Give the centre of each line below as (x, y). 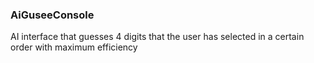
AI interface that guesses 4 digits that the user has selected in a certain (157, 37)
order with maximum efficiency (74, 47)
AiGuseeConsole (52, 15)
